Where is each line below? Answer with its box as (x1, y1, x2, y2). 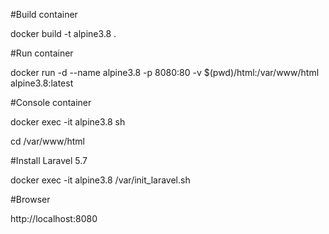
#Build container (10, 9, 78, 20)
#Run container (10, 47, 74, 59)
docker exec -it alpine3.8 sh (10, 116, 126, 128)
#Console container (10, 97, 92, 108)
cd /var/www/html (10, 135, 85, 147)
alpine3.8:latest (10, 77, 74, 89)
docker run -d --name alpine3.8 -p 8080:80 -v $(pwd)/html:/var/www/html (10, 67, 320, 78)
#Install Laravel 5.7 (10, 155, 88, 166)
